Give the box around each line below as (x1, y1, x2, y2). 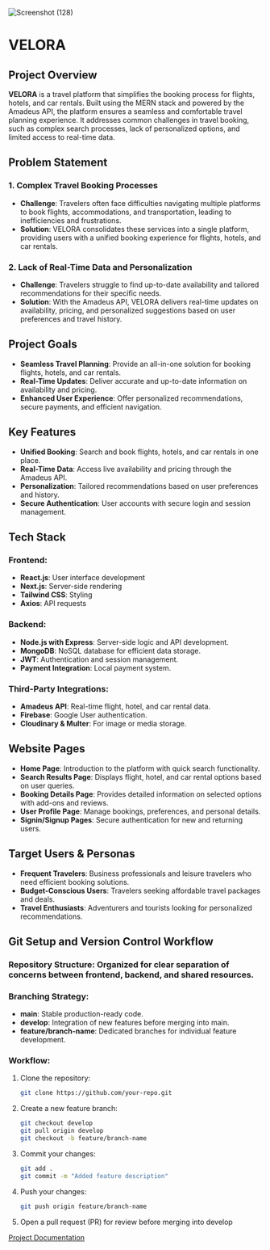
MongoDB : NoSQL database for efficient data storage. (19, 646, 201, 655)
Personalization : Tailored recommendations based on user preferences (19, 481, 259, 490)
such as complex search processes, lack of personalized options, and (8, 124, 240, 133)
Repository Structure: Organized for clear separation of (8, 958, 230, 970)
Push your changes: (19, 1186, 87, 1196)
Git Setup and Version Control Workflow (8, 934, 214, 949)
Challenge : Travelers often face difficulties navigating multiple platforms (19, 198, 261, 208)
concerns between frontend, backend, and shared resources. (8, 969, 255, 980)
